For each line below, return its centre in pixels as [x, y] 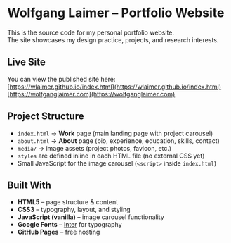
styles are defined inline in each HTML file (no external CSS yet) [111, 156]
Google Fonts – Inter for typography [70, 225]
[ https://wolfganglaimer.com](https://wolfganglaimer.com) [91, 94]
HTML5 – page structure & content [67, 202]
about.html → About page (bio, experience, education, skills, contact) [118, 141]
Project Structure [46, 117]
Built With [29, 185]
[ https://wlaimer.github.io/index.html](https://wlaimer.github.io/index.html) [114, 87]
